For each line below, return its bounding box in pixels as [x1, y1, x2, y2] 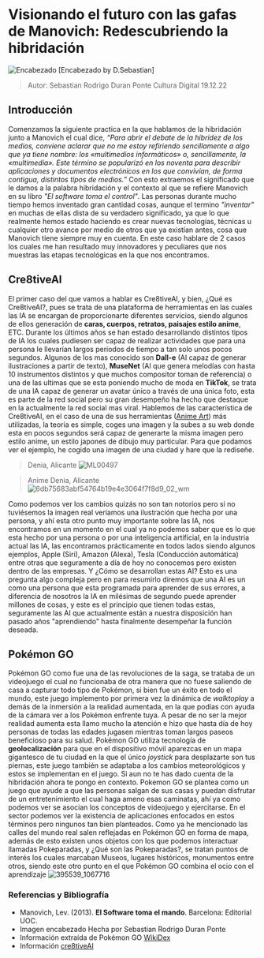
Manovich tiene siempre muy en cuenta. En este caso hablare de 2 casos [8, 233, 246, 242]
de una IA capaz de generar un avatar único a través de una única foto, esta [8, 386, 255, 395]
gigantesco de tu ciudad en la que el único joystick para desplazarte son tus [8, 752, 256, 762]
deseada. [8, 625, 39, 634]
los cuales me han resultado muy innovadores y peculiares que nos [8, 241, 227, 251]
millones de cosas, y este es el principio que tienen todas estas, [8, 600, 216, 609]
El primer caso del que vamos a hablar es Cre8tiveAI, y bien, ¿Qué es [8, 294, 232, 303]
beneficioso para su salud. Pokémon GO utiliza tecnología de [8, 735, 206, 745]
